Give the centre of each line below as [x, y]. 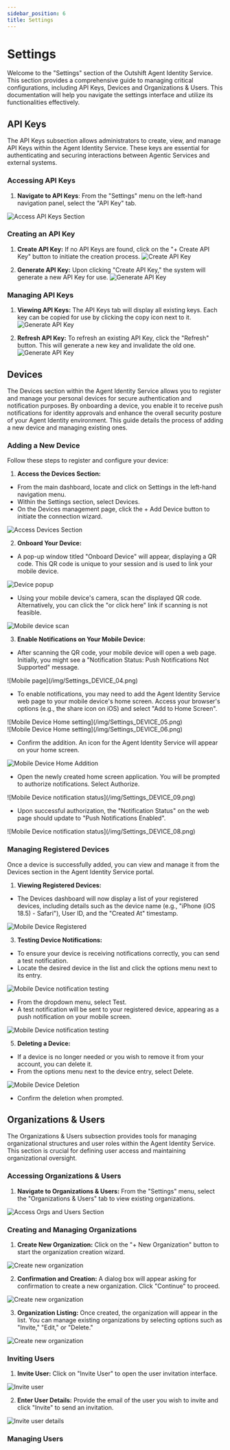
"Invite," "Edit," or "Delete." [55, 1327]
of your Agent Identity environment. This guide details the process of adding [115, 420]
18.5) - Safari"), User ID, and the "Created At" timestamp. [97, 913]
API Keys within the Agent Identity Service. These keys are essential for [108, 148]
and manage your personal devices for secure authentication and [100, 398]
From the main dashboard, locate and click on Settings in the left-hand [117, 487]
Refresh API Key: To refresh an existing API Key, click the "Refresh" [113, 338]
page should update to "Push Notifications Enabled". [91, 818]
